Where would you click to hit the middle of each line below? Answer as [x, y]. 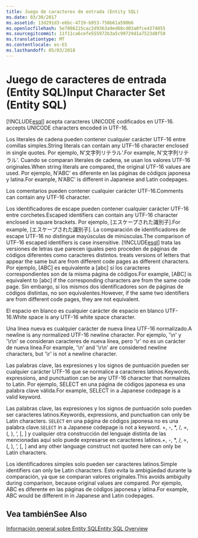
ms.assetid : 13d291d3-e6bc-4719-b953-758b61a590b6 [70, 23]
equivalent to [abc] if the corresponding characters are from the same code [98, 280]
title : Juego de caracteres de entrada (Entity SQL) [73, 12]
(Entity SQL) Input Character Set [86, 92]
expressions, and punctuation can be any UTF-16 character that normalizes [98, 378]
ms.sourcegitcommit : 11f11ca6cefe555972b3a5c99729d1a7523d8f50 [86, 34]
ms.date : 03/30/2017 [32, 17]
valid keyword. [24, 397]
